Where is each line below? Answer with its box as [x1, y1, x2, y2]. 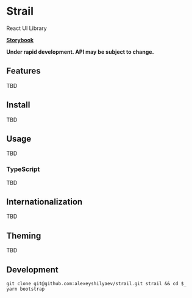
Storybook [6, 36, 34, 43]
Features [6, 66, 41, 76]
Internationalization [6, 197, 83, 207]
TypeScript [6, 165, 40, 173]
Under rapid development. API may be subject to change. [6, 48, 154, 56]
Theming [6, 230, 41, 241]
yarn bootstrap [6, 286, 45, 293]
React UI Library [6, 24, 47, 32]
